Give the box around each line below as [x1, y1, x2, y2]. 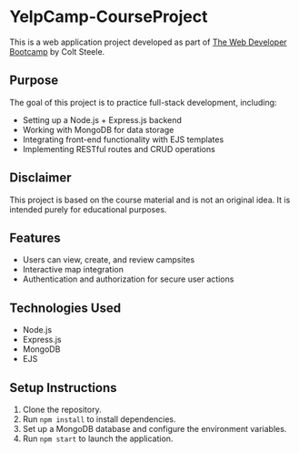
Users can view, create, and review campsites [22, 254, 195, 265]
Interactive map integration [22, 264, 125, 275]
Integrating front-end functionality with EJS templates [22, 134, 224, 145]
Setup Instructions [9, 380, 117, 396]
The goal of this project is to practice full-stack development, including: [9, 97, 277, 108]
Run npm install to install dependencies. [22, 414, 176, 425]
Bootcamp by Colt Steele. [9, 46, 105, 57]
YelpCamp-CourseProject [9, 6, 208, 27]
